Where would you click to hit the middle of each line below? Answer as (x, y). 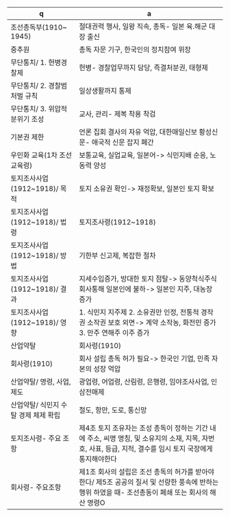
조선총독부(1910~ (39, 27)
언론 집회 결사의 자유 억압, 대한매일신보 (138, 132)
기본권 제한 (27, 137)
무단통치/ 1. (28, 62)
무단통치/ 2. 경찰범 (39, 85)
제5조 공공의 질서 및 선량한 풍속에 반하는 (157, 482)
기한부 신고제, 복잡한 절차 (117, 255)
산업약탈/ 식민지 (35, 405)
